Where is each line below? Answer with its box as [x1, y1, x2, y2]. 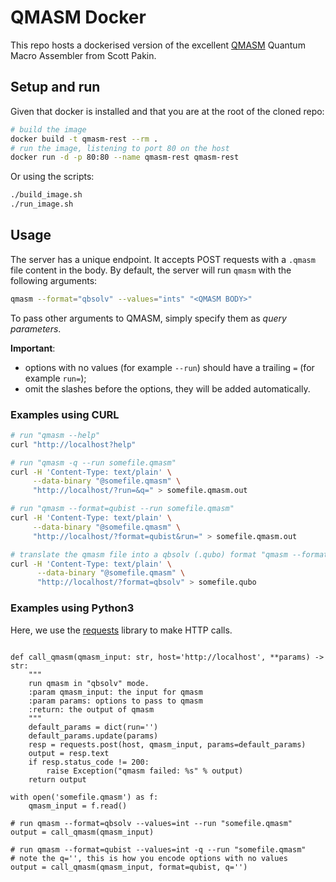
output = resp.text [28, 748, 110, 758]
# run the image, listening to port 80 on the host [10, 143, 230, 153]
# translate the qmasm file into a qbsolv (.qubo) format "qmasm [10, 549, 288, 560]
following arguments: [10, 274, 98, 286]
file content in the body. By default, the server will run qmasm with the [10, 264, 292, 276]
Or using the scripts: [10, 171, 95, 183]
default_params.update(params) [28, 731, 159, 741]
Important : [10, 342, 56, 354]
